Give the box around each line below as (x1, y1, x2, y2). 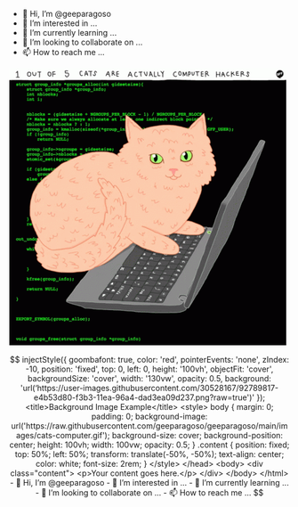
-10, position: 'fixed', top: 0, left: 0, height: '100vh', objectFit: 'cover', (25, 364, 274, 374)
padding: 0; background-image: (91, 411, 208, 421)
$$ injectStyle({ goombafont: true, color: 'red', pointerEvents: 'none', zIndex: (10, 355, 289, 364)
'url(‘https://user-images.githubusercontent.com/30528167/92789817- (20, 383, 279, 393)
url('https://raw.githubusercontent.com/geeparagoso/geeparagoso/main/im (11, 421, 288, 431)
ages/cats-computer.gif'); (16, 430, 110, 440)
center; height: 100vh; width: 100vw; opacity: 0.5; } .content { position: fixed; (9, 439, 290, 450)
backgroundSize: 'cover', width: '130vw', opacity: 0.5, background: (28, 373, 271, 383)
